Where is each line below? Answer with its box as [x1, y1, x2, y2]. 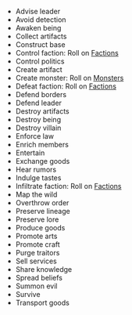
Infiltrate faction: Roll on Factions [15, 182, 123, 190]
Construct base [15, 40, 66, 49]
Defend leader [15, 98, 62, 107]
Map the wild [15, 190, 58, 199]
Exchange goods [15, 157, 70, 165]
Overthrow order [15, 198, 70, 207]
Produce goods [15, 223, 66, 232]
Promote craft [15, 240, 60, 249]
